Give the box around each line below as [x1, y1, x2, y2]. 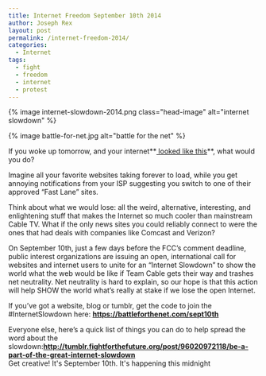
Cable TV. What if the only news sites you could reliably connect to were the [8, 219, 258, 229]
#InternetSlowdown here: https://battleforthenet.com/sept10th [8, 309, 219, 319]
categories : [8, 41, 48, 49]
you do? [8, 155, 35, 165]
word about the [8, 333, 58, 343]
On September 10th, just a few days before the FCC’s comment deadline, [8, 243, 246, 253]
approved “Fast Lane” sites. [8, 188, 99, 197]
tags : [8, 56, 26, 64]
